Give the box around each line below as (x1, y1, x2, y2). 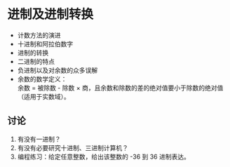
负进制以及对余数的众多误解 (17, 66, 98, 74)
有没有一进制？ (17, 135, 61, 143)
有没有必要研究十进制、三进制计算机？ (17, 143, 128, 152)
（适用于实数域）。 (17, 92, 70, 100)
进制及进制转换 (7, 6, 94, 22)
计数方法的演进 (17, 31, 61, 39)
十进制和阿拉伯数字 (17, 39, 74, 48)
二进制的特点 (17, 57, 55, 65)
